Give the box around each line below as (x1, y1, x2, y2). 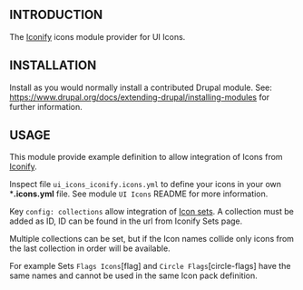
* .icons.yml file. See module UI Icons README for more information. (9, 188, 269, 199)
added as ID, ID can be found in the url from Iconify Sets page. (9, 215, 243, 226)
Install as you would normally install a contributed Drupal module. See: (9, 82, 272, 93)
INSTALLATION (9, 58, 97, 74)
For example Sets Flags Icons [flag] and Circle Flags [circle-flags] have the (9, 261, 291, 272)
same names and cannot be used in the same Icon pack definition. (9, 270, 258, 281)
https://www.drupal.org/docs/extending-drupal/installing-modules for (9, 91, 270, 103)
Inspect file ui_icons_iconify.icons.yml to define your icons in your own (9, 179, 282, 190)
